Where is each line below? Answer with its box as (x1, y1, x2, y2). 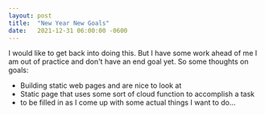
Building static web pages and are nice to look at (19, 81, 182, 90)
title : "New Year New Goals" (8, 19, 110, 27)
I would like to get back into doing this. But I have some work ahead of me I (8, 49, 258, 58)
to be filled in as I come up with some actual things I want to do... (19, 97, 236, 108)
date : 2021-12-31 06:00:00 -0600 (8, 26, 128, 34)
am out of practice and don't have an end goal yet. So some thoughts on (8, 57, 249, 66)
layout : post (8, 11, 52, 20)
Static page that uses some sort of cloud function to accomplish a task (19, 89, 255, 99)
